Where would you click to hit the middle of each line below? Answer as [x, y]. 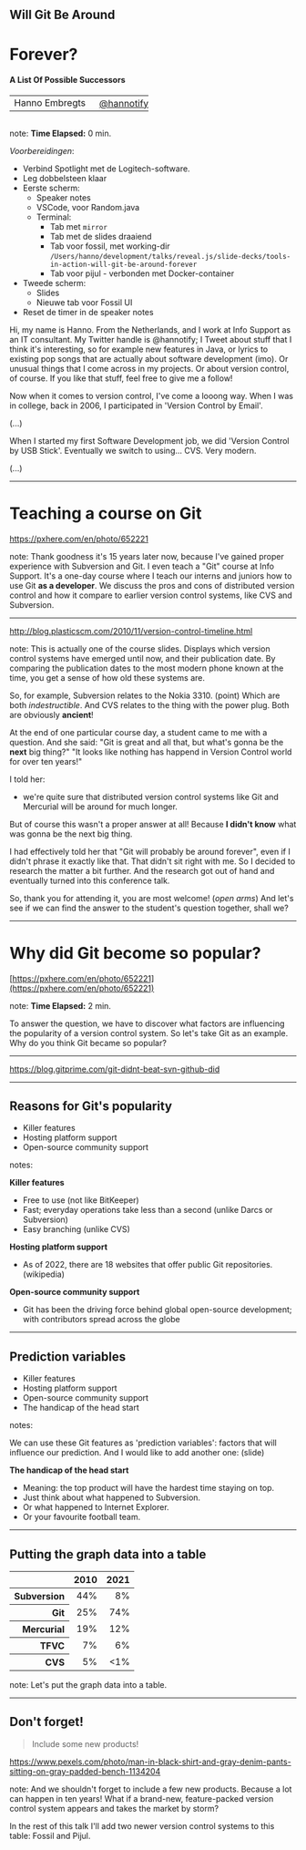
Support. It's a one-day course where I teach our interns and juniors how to [151, 576]
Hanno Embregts [50, 102]
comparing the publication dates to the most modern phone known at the [147, 668]
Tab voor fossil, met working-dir [110, 246]
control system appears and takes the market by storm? [114, 1808]
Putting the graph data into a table [108, 1554]
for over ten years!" [46, 761]
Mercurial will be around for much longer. [100, 807]
